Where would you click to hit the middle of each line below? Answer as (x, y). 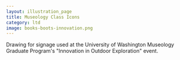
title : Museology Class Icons (43, 17)
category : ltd (23, 22)
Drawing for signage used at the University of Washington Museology (90, 45)
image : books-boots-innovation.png (50, 28)
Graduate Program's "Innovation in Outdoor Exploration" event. (82, 51)
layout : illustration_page (39, 11)
